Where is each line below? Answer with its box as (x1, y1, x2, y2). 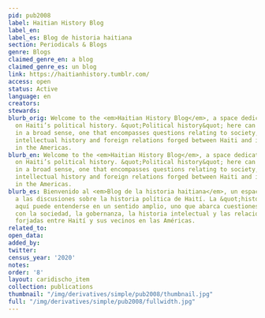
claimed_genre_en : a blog (8, 56, 93, 64)
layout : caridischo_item (8, 275, 90, 284)
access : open (8, 77, 51, 85)
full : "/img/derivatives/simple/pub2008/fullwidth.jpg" (8, 297, 196, 305)
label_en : (8, 26, 41, 34)
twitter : (8, 246, 37, 254)
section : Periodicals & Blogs (8, 41, 108, 49)
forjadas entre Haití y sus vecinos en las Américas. (15, 217, 196, 225)
